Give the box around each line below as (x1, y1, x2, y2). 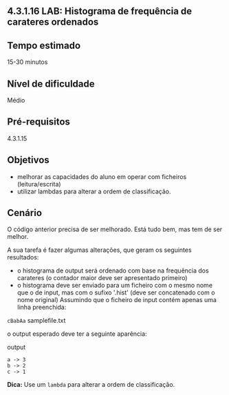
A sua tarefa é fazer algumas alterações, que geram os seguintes (7, 246, 192, 254)
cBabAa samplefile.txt (7, 317, 66, 325)
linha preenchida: (17, 303, 67, 312)
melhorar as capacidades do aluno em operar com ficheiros (17, 172, 187, 181)
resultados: (7, 253, 39, 261)
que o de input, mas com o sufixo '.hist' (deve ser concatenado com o (17, 288, 215, 297)
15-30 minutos (7, 58, 48, 66)
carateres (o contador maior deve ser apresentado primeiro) (17, 274, 188, 282)
